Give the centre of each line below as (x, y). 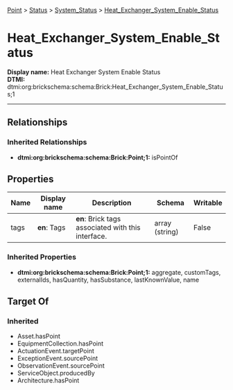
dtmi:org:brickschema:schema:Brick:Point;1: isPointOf (97, 157)
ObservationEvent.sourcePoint (61, 366)
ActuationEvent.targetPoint (56, 351)
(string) (166, 232)
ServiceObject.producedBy (56, 373)
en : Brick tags (98, 219)
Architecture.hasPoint (48, 380)
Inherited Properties (42, 257)
